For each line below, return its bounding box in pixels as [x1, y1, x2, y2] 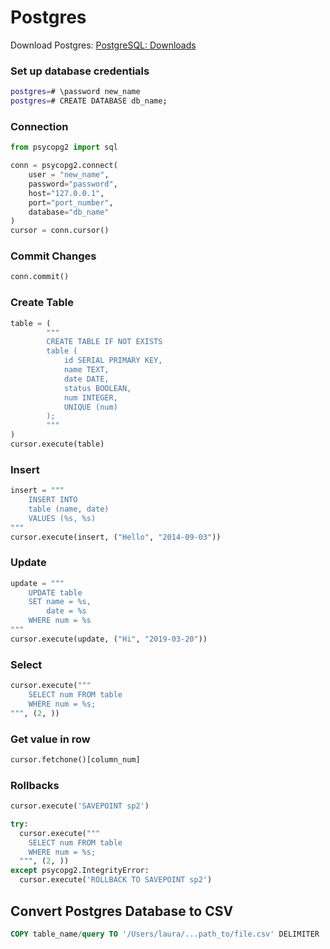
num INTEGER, [63, 392, 118, 403]
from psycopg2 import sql [10, 142, 118, 153]
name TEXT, [63, 365, 110, 375]
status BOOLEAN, [63, 383, 132, 393]
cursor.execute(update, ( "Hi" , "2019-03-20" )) [10, 634, 208, 644]
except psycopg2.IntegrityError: [10, 866, 150, 876]
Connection [10, 119, 69, 133]
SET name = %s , [28, 597, 92, 607]
